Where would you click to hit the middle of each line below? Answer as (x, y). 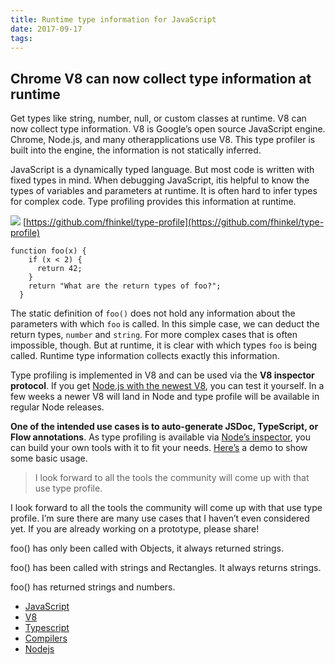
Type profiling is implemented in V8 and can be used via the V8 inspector (162, 375)
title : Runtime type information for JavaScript (113, 19)
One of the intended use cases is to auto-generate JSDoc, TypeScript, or (164, 427)
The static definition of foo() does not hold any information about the (153, 313)
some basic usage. (49, 458)
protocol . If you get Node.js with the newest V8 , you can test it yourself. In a (167, 386)
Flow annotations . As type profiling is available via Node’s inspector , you (160, 437)
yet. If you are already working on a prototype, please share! (135, 529)
